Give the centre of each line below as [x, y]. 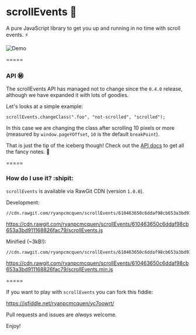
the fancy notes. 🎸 [28, 152]
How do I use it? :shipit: [40, 178]
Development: [23, 202]
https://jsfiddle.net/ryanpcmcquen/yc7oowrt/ [60, 303]
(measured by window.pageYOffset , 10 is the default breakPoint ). [83, 134]
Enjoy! [14, 326]
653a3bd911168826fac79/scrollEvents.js [55, 230]
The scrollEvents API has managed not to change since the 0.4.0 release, [94, 89]
